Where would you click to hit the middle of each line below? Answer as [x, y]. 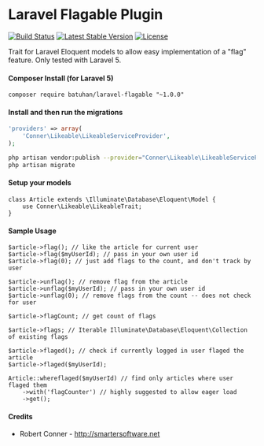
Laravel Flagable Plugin [86, 15]
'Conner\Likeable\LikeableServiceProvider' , [96, 136]
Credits [20, 416]
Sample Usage [32, 231]
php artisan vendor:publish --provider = [75, 158]
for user [22, 303]
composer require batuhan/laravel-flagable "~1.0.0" [96, 95]
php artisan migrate [42, 165]
